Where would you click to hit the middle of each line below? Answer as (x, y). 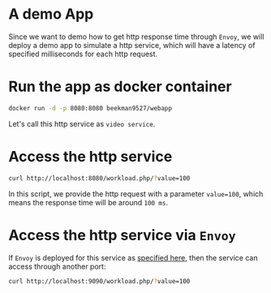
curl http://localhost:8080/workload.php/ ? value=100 (99, 178)
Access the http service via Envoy (123, 235)
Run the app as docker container (120, 87)
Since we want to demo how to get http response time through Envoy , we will (136, 37)
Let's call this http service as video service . (82, 123)
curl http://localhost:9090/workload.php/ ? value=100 (99, 281)
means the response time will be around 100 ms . (88, 202)
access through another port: (57, 266)
